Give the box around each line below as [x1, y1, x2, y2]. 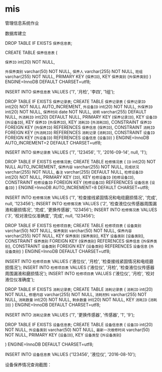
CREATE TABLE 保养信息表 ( [5, 50, 58, 55]
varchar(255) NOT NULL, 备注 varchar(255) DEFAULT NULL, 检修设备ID [5, 169, 144, 175]
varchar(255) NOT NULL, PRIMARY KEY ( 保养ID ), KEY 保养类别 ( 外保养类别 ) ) [5, 73, 151, 79]
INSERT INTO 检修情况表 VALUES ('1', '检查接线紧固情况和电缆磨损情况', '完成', [5, 195, 158, 200]
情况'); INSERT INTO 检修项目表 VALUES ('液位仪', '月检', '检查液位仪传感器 [9, 264, 155, 270]
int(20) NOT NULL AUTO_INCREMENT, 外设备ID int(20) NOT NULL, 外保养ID [5, 104, 153, 109]
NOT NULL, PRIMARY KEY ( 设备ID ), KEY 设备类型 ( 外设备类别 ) [5, 332, 122, 337]
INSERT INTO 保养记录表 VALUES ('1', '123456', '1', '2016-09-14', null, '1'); [5, 149, 147, 155]
